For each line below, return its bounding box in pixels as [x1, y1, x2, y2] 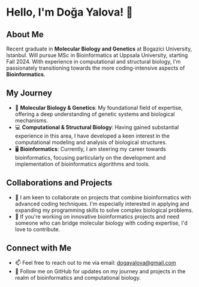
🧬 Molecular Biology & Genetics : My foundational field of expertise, [14, 104, 183, 111]
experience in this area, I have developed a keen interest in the [14, 132, 170, 139]
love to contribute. [14, 225, 61, 233]
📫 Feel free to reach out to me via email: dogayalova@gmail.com [14, 259, 177, 267]
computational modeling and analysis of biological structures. [14, 138, 167, 146]
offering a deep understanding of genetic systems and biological [14, 110, 175, 118]
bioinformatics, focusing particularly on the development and [14, 154, 166, 161]
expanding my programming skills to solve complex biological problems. [14, 207, 194, 214]
